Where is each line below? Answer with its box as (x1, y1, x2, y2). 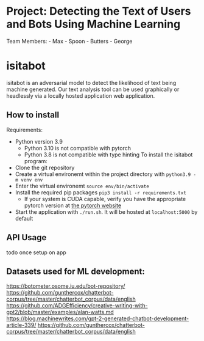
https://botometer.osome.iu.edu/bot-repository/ (6, 282, 125, 290)
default (15, 215, 33, 222)
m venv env (15, 177, 43, 183)
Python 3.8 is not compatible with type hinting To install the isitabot (24, 151, 193, 158)
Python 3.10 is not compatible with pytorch (24, 144, 132, 152)
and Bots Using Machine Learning (6, 17, 181, 31)
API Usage (6, 232, 47, 243)
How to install (6, 110, 60, 120)
